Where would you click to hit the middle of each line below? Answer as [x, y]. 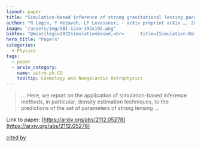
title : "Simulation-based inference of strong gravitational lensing [95, 17]
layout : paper [24, 12]
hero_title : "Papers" [33, 39]
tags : [13, 56]
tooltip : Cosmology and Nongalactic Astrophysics [80, 78]
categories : [21, 45]
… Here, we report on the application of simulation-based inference [104, 96]
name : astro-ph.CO [40, 73]
